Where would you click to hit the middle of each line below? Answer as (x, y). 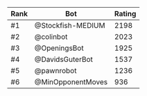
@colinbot (51, 37)
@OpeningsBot (59, 48)
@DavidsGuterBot (64, 59)
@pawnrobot (55, 71)
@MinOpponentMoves (71, 82)
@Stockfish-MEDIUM (70, 25)
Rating (125, 14)
